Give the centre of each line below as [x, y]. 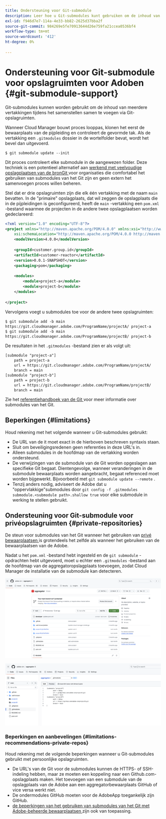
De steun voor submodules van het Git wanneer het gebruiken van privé [78, 535]
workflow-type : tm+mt [27, 32]
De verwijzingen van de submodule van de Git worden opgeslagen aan [84, 463]
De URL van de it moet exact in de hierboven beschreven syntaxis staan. [86, 442]
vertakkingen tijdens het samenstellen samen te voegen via [65, 112]
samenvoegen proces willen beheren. [43, 183]
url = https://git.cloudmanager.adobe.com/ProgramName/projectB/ [83, 385]
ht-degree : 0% [20, 42]
